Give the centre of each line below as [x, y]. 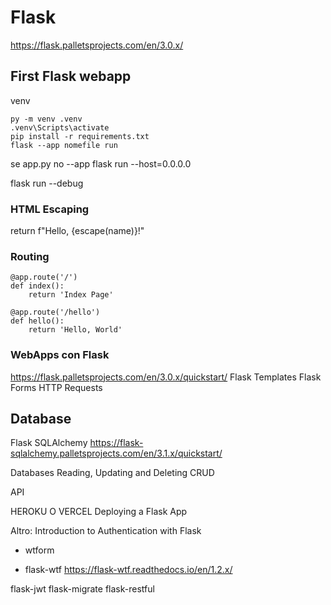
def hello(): [37, 321]
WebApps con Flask [60, 355]
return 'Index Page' [71, 295]
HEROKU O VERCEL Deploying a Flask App [99, 512]
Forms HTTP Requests [56, 387]
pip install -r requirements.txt [80, 136]
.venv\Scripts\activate [60, 127]
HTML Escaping [50, 209]
